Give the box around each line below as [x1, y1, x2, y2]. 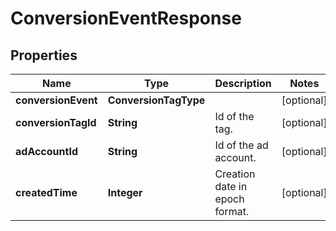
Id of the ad [214, 138, 269, 152]
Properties [10, 47, 78, 64]
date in [214, 180, 248, 193]
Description [214, 77, 272, 90]
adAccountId [15, 145, 78, 158]
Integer [107, 186, 143, 199]
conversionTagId [15, 116, 97, 129]
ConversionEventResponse [10, 7, 242, 30]
